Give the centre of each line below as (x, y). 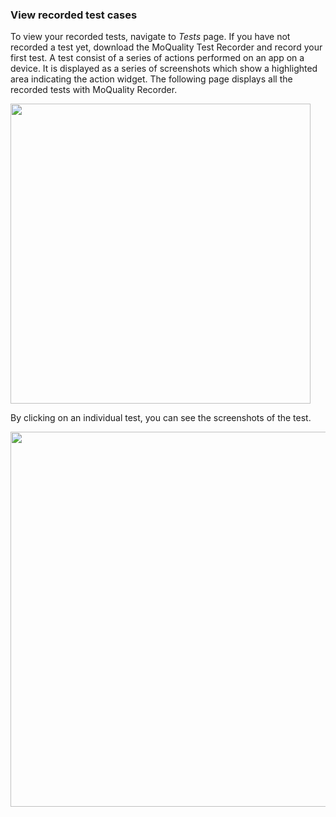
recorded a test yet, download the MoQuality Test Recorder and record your (166, 47)
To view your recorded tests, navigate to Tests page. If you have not (150, 37)
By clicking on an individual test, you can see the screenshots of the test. (161, 418)
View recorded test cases (74, 15)
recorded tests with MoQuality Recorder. (94, 90)
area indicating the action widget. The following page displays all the (151, 79)
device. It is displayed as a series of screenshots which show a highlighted (164, 69)
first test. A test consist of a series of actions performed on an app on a (157, 58)
